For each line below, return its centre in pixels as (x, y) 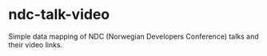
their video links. (36, 44)
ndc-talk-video (59, 15)
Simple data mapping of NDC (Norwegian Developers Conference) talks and (134, 36)
